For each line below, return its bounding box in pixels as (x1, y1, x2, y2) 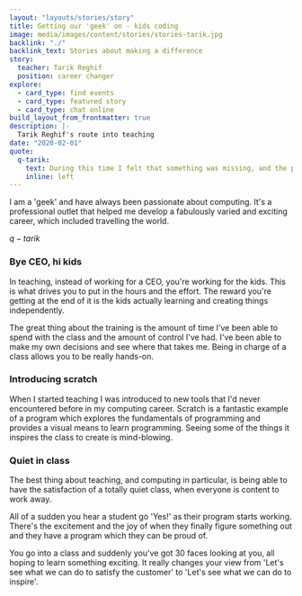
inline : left (25, 172, 75, 181)
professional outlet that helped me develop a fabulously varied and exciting (9, 206, 288, 217)
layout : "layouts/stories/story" (9, 13, 135, 22)
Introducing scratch (9, 373, 98, 386)
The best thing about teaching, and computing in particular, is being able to (9, 475, 288, 485)
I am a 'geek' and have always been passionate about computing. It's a (9, 197, 272, 208)
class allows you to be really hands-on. (9, 351, 155, 361)
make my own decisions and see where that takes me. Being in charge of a (9, 341, 287, 351)
